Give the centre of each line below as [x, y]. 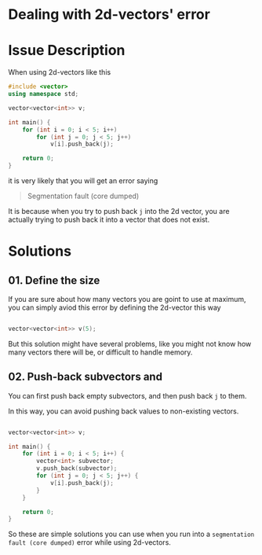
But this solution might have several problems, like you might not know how [130, 344]
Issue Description [67, 51]
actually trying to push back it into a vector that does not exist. [109, 219]
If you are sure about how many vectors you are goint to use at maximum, [127, 299]
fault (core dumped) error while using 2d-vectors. [89, 542]
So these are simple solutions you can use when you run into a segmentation [131, 534]
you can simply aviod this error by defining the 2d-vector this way [115, 307]
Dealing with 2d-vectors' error [109, 15]
